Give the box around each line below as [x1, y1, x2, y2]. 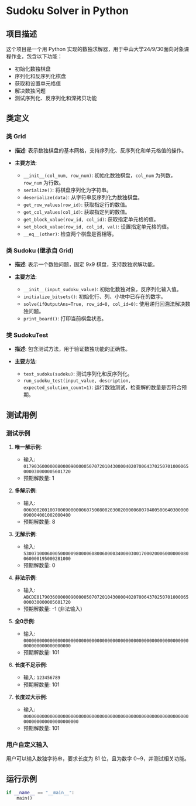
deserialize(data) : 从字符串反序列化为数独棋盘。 [23, 193, 143, 200]
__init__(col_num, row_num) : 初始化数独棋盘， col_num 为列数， [23, 172, 176, 179]
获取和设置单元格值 [14, 80, 61, 87]
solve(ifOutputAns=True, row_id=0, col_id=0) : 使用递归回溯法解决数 [23, 300, 191, 307]
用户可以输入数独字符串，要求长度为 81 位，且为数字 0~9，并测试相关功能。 [6, 755, 190, 762]
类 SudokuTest [6, 331, 49, 339]
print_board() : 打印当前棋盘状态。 [23, 315, 107, 322]
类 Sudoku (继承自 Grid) [6, 246, 74, 254]
